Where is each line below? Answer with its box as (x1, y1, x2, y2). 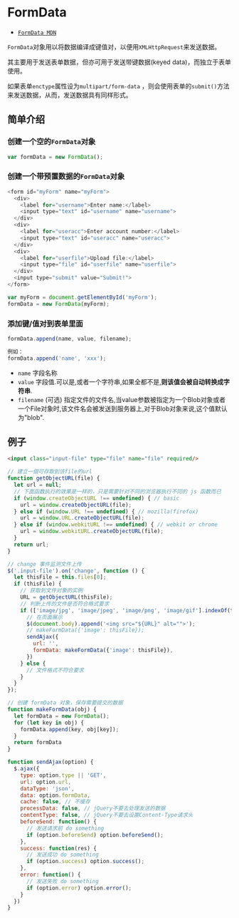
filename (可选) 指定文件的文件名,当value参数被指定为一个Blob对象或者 (17, 395, 226, 403)
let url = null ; (14, 482, 62, 489)
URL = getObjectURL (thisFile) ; (20, 594, 113, 601)
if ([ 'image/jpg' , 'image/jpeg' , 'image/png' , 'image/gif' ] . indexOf (20, 607, 228, 614)
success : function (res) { (20, 845, 97, 852)
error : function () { (20, 871, 81, 879)
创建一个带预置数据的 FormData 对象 (7, 172, 125, 182)
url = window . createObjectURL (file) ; (20, 501, 132, 508)
